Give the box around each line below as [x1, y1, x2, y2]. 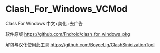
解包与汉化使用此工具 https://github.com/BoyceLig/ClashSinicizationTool [5, 41, 155, 48]
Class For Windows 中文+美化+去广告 [5, 20, 83, 26]
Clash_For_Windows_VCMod [5, 3, 128, 15]
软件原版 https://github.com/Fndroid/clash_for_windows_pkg [5, 31, 130, 37]
